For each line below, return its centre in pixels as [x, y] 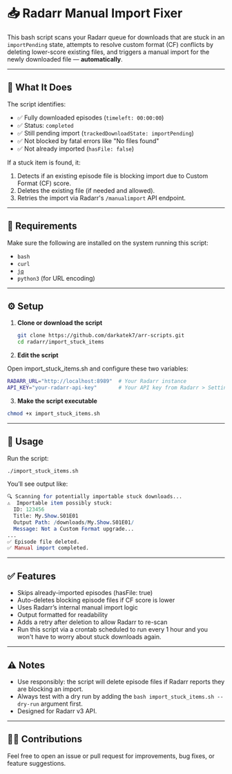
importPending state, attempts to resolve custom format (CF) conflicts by [110, 44]
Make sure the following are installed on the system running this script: [108, 243]
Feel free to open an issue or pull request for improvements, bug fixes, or [111, 756]
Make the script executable [57, 401]
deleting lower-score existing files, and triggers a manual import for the [108, 52]
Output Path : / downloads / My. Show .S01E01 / [74, 522]
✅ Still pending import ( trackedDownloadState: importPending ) [106, 133]
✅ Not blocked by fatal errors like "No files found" [88, 141]
